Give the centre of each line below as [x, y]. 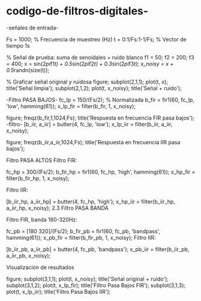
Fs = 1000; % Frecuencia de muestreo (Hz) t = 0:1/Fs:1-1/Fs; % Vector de [97, 39]
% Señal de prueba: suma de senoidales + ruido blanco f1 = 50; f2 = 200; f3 [100, 57]
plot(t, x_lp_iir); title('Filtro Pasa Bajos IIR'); [58, 291]
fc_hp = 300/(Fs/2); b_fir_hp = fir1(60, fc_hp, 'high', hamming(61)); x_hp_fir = [101, 172]
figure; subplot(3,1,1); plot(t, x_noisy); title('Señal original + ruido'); [88, 279]
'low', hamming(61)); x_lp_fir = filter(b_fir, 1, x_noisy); [71, 106]
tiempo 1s [18, 46]
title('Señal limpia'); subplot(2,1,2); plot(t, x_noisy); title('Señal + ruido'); [94, 88]
